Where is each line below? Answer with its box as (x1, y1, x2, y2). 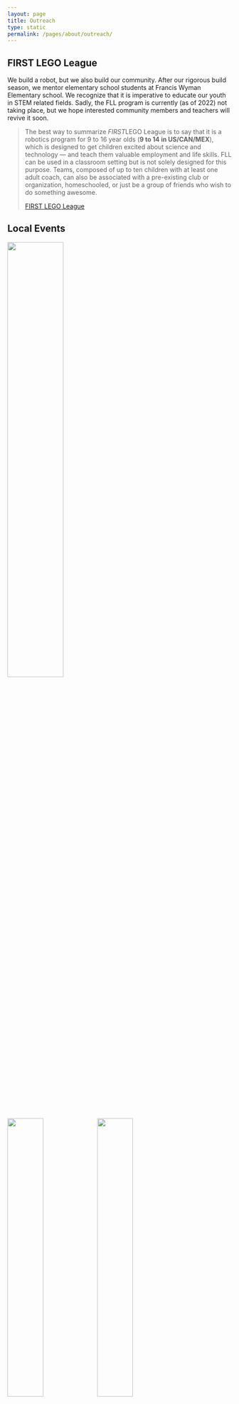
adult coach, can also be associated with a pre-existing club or (24, 173, 210, 182)
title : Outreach (7, 17, 55, 24)
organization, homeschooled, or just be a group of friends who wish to (24, 181, 231, 189)
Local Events (7, 223, 66, 235)
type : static (7, 24, 46, 31)
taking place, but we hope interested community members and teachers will (7, 106, 230, 115)
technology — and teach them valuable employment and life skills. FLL (24, 151, 232, 159)
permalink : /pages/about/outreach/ (7, 30, 113, 38)
